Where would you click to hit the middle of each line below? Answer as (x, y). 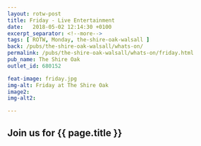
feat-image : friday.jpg (42, 79)
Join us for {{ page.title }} (65, 133)
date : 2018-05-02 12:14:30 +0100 (60, 27)
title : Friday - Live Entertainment (61, 20)
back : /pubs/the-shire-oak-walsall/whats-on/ (75, 46)
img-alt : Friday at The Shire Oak (58, 85)
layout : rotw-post (34, 14)
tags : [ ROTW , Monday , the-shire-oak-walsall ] (79, 40)
